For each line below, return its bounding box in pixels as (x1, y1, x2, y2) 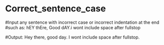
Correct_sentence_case (5, 3, 106, 14)
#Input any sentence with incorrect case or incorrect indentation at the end (5, 19, 160, 25)
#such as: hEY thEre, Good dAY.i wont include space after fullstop (5, 24, 141, 30)
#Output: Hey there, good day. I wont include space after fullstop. (5, 34, 140, 40)
